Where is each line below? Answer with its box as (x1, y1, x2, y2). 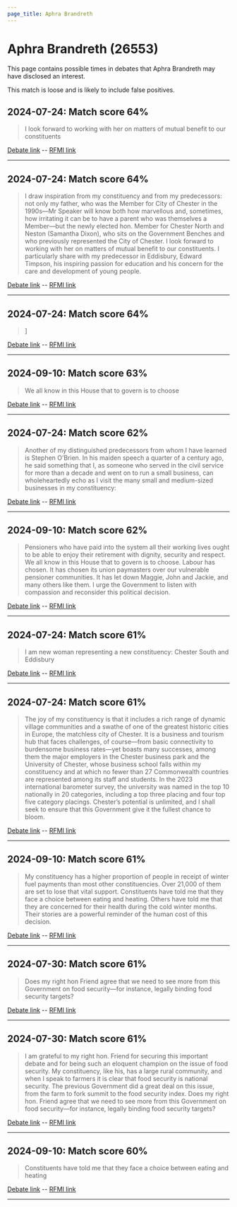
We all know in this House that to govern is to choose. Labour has (24, 558, 215, 567)
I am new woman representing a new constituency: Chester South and (24, 648, 229, 657)
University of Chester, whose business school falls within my (24, 760, 202, 768)
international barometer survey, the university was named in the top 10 (24, 782, 230, 791)
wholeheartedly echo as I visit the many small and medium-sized (24, 475, 214, 485)
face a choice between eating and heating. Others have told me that (24, 894, 223, 903)
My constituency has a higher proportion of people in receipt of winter (24, 872, 229, 881)
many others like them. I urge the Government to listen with (24, 581, 197, 589)
